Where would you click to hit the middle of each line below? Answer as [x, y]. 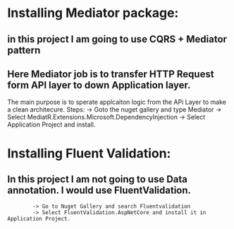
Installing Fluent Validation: [89, 153]
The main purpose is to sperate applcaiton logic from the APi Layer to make [117, 102]
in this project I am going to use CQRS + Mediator [117, 39]
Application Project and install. [51, 124]
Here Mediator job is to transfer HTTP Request [111, 74]
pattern [24, 50]
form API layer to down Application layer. [99, 85]
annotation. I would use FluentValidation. [99, 190]
